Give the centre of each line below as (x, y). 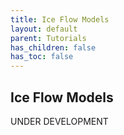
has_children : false (53, 47)
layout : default (44, 29)
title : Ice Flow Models (60, 19)
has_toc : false (42, 57)
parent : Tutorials (48, 38)
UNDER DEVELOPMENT (59, 121)
